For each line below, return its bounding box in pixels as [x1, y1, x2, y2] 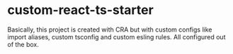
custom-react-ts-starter [7, 2, 154, 18]
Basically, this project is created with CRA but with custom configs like [7, 25, 212, 34]
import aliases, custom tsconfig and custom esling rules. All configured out [7, 32, 226, 41]
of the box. [7, 40, 39, 48]
